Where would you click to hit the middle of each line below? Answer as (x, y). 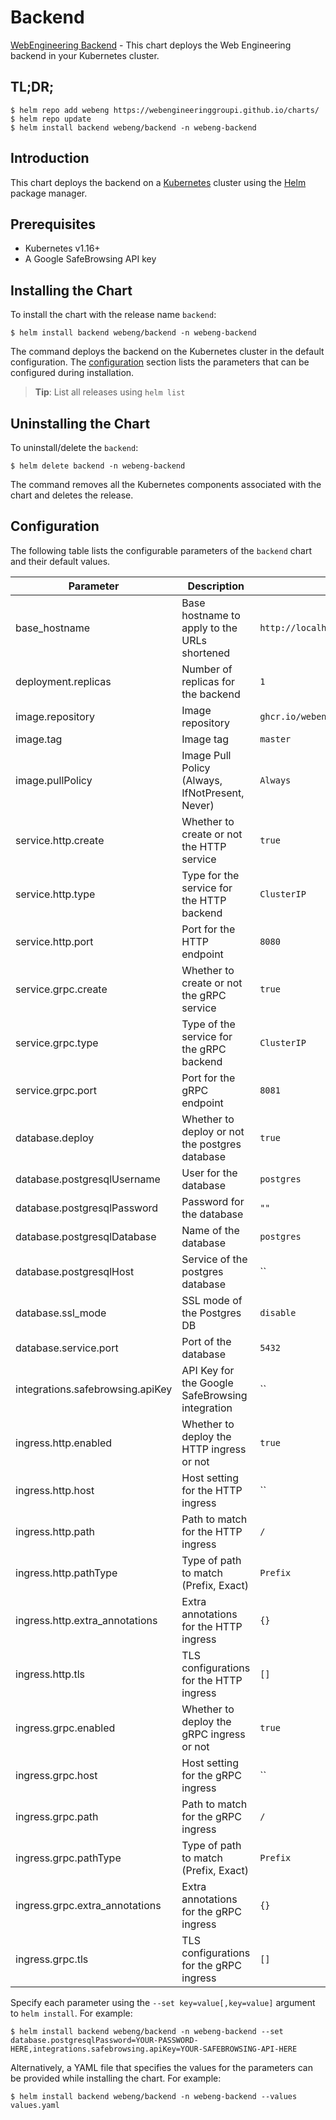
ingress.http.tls (50, 1674)
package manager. (49, 193)
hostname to (211, 615)
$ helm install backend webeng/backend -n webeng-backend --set (147, 2031)
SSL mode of (212, 1300)
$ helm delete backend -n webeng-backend (98, 466)
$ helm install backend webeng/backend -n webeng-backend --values (154, 2096)
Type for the (210, 875)
